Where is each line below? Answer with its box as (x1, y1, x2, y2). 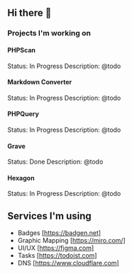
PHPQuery (7, 110, 39, 118)
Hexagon (7, 173, 35, 182)
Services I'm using (7, 210, 92, 222)
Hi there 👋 (7, 7, 52, 19)
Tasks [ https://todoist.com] (17, 251, 97, 260)
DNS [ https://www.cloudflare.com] (17, 259, 119, 268)
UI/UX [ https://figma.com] (17, 244, 94, 252)
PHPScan (7, 45, 35, 54)
